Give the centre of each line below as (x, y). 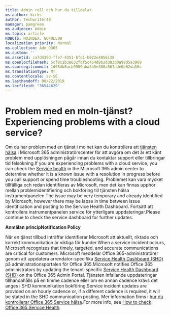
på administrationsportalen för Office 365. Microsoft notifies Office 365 (79, 264)
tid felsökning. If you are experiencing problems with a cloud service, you (81, 163)
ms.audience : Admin (26, 29)
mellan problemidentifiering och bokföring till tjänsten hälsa (67, 190)
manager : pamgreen (25, 24)
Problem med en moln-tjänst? (69, 111)
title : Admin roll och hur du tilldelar (49, 10)
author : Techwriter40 (28, 19)
